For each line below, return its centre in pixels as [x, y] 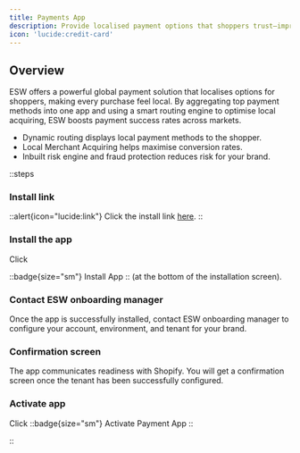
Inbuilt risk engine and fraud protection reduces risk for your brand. [146, 156]
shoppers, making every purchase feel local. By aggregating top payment [144, 101]
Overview [37, 70]
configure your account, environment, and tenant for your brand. [128, 329]
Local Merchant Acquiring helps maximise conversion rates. [132, 147]
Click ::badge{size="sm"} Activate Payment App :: [101, 423]
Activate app [37, 404]
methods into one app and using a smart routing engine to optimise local [142, 111]
